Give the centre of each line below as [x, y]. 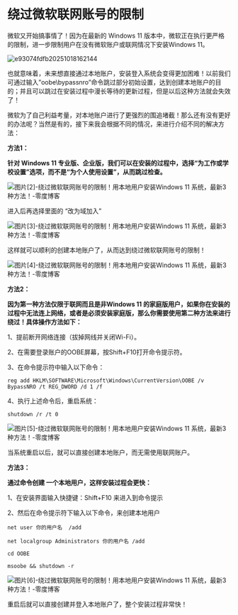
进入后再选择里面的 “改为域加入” [55, 211]
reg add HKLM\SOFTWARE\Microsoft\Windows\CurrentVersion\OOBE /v [106, 381]
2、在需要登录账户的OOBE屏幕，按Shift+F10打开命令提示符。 [97, 352]
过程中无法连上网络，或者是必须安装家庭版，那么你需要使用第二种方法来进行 [119, 312]
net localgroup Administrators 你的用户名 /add [76, 541]
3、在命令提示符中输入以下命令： [56, 367]
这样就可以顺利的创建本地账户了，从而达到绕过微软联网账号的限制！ [107, 250]
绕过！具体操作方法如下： [45, 322]
